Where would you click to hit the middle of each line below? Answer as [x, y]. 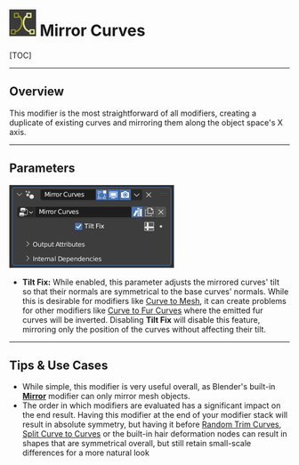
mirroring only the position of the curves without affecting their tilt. [144, 329]
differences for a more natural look [85, 453]
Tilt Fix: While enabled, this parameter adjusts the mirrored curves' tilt [151, 282]
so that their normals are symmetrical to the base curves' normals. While [155, 291]
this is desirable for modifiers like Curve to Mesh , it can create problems [154, 301]
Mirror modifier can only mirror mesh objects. [106, 397]
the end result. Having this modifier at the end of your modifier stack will [154, 415]
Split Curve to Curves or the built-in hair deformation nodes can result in [154, 434]
